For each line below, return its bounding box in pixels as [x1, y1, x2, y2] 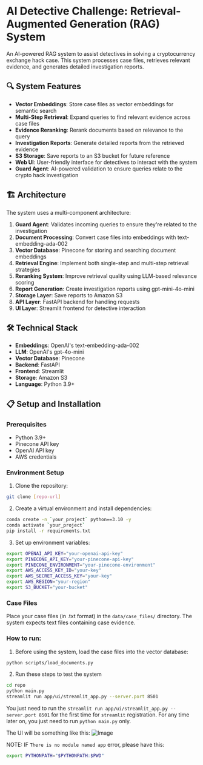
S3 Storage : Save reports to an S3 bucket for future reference [15, 152, 170, 159]
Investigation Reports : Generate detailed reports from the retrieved [15, 139, 184, 146]
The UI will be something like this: [6, 729, 90, 736]
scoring [15, 278, 35, 286]
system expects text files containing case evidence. [6, 619, 136, 626]
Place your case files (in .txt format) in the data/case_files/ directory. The [6, 613, 193, 620]
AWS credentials [15, 453, 57, 460]
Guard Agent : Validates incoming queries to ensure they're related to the [15, 220, 197, 228]
